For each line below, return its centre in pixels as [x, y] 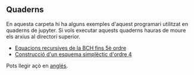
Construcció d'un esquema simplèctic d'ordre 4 [73, 54]
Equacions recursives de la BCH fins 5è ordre [71, 48]
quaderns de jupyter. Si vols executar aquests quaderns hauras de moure [96, 30]
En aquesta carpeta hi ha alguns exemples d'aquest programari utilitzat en [97, 24]
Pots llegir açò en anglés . [37, 66]
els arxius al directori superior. [43, 36]
